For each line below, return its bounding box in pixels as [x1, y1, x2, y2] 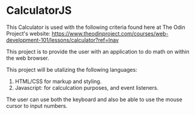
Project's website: [6, 30, 51, 37]
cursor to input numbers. [6, 102, 68, 109]
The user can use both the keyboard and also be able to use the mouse [6, 96, 183, 103]
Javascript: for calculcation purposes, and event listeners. [14, 84, 159, 91]
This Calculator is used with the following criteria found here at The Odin [6, 23, 186, 31]
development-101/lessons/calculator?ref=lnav [6, 36, 119, 43]
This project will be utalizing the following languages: [6, 66, 137, 73]
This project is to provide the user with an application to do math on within [6, 48, 190, 55]
